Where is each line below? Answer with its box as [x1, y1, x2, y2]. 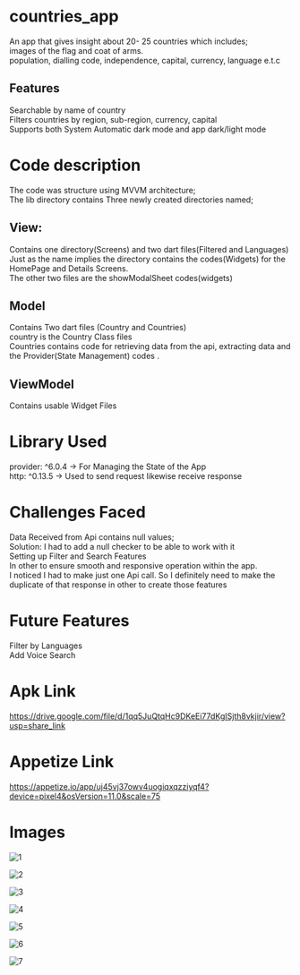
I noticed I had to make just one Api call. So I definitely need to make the [9, 570, 276, 580]
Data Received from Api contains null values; [9, 532, 175, 543]
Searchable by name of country [9, 105, 126, 115]
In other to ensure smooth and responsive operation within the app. [9, 560, 258, 570]
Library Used [9, 432, 107, 452]
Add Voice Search [9, 649, 76, 660]
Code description [9, 155, 141, 175]
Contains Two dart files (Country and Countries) [9, 322, 186, 333]
